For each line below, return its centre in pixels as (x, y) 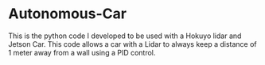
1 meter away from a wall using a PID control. (82, 52)
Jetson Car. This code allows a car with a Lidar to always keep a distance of (132, 44)
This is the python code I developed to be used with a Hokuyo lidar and (125, 36)
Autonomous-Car (68, 14)
